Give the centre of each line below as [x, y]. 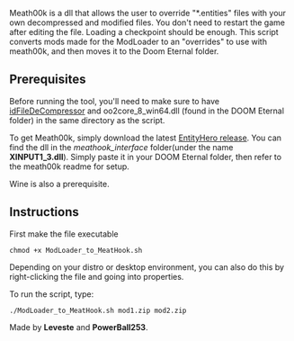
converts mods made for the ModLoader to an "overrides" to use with [138, 41]
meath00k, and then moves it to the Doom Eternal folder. [114, 51]
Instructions [44, 212]
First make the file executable [64, 234]
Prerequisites [48, 80]
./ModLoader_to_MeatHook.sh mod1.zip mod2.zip [98, 310]
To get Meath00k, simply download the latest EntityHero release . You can [145, 138]
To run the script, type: [52, 294]
